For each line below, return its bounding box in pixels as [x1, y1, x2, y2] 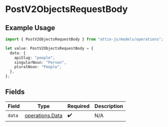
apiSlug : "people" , [14, 55, 55, 60]
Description [94, 102, 124, 109]
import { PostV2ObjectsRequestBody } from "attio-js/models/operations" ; [5, 37, 164, 42]
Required [67, 102, 90, 109]
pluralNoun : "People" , [14, 64, 62, 70]
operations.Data [24, 112, 63, 119]
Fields [5, 88, 25, 96]
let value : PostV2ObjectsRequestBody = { [5, 46, 94, 51]
